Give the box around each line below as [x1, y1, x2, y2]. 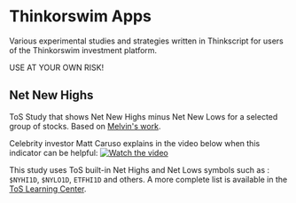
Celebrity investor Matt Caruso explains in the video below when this [9, 137, 261, 148]
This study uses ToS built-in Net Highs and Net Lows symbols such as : [9, 164, 270, 175]
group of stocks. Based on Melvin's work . [9, 121, 161, 131]
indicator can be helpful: [9, 147, 98, 158]
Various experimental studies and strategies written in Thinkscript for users [9, 35, 284, 46]
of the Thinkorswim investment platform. [9, 44, 158, 55]
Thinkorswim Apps [9, 6, 152, 27]
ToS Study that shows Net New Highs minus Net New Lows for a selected [9, 111, 278, 121]
